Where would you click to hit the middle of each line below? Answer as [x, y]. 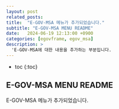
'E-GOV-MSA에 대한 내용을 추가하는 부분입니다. [62, 50]
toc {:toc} [26, 67]
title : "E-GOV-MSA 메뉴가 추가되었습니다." [55, 22]
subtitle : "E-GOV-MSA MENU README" [50, 28]
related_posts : [25, 17]
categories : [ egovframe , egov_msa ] [50, 39]
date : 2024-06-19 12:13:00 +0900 [50, 34]
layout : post [22, 11]
